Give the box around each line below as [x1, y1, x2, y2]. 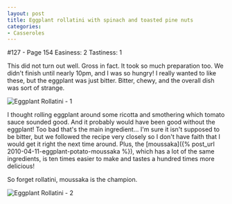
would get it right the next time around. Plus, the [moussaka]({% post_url [7, 140, 215, 149]
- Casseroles [7, 29, 45, 37]
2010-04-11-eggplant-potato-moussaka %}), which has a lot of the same [7, 147, 215, 156]
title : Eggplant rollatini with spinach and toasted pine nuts [7, 17, 194, 24]
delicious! [7, 162, 35, 170]
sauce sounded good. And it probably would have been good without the [7, 118, 216, 127]
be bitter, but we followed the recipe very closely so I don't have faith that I [7, 133, 220, 141]
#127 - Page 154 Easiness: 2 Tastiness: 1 [7, 48, 123, 57]
